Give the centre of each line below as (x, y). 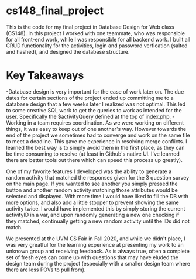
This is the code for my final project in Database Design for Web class (90, 27)
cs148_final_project (55, 11)
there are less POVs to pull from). (46, 270)
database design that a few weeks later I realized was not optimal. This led (96, 104)
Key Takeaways (45, 76)
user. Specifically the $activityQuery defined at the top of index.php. (89, 116)
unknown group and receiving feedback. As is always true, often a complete (98, 251)
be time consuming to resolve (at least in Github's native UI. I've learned (93, 154)
